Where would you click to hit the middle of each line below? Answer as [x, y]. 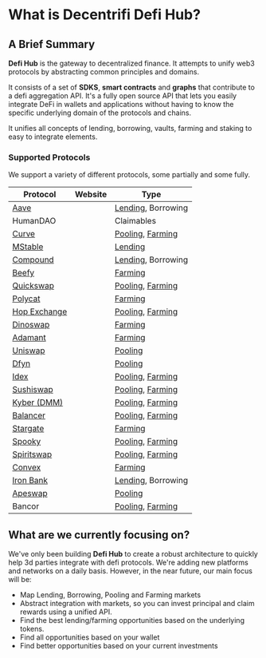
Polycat [26, 299]
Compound [33, 260]
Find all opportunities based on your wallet [90, 637]
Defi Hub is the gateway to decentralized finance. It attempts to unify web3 [131, 63]
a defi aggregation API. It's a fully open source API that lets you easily [123, 96]
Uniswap [29, 351]
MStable [28, 247]
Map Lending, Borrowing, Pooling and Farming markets [110, 595]
